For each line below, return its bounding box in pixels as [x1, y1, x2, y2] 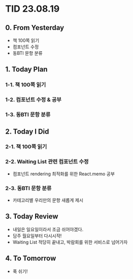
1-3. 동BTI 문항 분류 [5, 111, 51, 118]
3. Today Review [5, 212, 58, 221]
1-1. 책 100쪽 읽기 [5, 81, 46, 88]
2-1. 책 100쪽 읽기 [5, 143, 47, 150]
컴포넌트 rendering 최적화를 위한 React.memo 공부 [12, 171, 115, 177]
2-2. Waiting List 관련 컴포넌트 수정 [5, 158, 89, 165]
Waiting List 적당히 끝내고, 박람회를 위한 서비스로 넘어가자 [12, 239, 128, 245]
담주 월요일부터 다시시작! [12, 232, 62, 239]
